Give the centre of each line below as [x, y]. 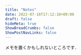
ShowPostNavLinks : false [31, 33]
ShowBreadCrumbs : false [30, 28]
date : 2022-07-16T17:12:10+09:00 [40, 14]
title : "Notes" [21, 10]
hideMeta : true [21, 24]
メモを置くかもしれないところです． [42, 47]
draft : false [19, 19]
